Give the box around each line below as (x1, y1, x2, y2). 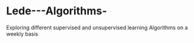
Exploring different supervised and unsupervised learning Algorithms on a (6, 24, 188, 31)
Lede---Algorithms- (6, 4, 107, 18)
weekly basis (6, 30, 39, 37)
